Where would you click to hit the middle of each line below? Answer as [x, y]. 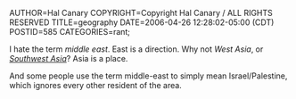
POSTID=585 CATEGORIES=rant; [70, 32]
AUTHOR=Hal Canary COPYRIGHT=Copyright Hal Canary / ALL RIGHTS [141, 13]
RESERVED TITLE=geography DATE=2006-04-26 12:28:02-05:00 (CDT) [142, 22]
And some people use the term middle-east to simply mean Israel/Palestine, [148, 76]
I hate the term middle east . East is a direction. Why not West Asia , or [136, 49]
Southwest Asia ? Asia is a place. [69, 58]
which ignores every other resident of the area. [96, 85]
